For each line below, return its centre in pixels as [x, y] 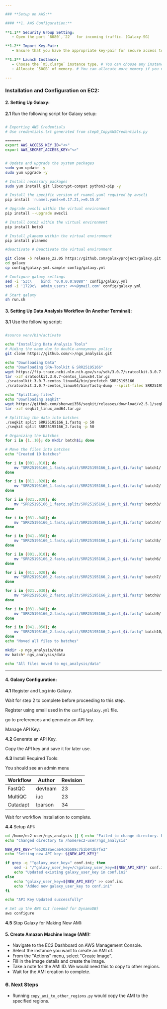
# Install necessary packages [37, 181]
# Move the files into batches [38, 449]
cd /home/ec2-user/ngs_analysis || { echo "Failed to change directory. [82, 836]
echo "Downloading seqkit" [33, 399]
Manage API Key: [23, 729]
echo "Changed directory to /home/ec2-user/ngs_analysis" [66, 840]
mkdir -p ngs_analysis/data [34, 650]
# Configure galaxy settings [35, 277]
